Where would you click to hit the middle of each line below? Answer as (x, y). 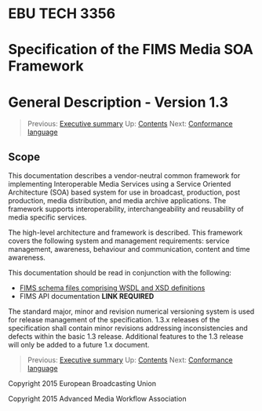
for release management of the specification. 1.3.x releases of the (114, 320)
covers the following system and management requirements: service (119, 241)
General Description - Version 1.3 (118, 102)
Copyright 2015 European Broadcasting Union (82, 384)
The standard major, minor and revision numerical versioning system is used (131, 311)
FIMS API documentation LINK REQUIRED (87, 296)
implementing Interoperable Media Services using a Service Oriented (120, 184)
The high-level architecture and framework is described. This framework (126, 233)
